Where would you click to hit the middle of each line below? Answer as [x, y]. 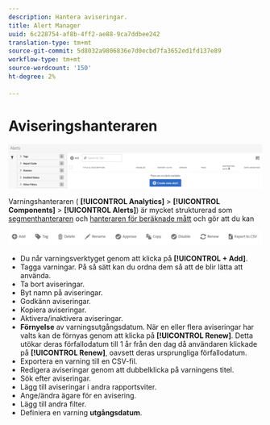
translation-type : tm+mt [50, 43]
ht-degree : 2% [32, 77]
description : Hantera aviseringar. [68, 17]
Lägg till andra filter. [53, 404]
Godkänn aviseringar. [55, 302]
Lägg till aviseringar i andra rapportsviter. [88, 387]
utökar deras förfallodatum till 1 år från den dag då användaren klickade [139, 344]
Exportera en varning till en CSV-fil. [79, 361]
